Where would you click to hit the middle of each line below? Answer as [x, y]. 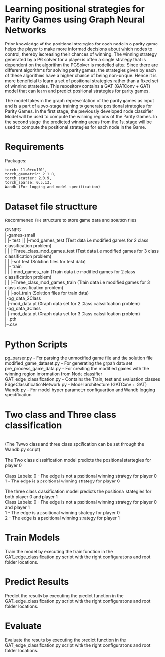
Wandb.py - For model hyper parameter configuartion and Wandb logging [80, 390]
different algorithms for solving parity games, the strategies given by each [81, 70]
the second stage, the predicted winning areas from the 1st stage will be [79, 122]
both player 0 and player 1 [32, 497]
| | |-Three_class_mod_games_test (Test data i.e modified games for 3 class [82, 251]
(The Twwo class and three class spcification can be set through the [75, 444]
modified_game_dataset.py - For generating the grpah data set [69, 363]
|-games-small [20, 235]
